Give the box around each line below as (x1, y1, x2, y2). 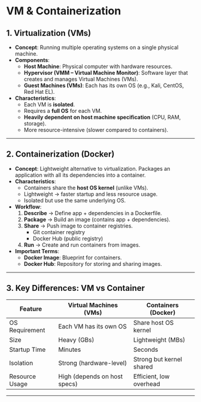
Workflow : (14, 203, 42, 210)
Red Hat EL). (23, 88, 55, 95)
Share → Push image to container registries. (23, 222, 133, 229)
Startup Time (9, 345, 46, 354)
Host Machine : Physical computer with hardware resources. (23, 63, 172, 70)
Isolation (9, 358, 33, 367)
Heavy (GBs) (58, 336, 95, 344)
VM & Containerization (6, 4, 121, 18)
